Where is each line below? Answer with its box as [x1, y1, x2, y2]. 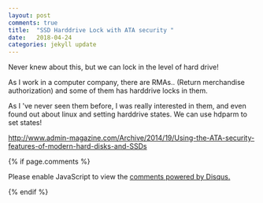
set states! [8, 118, 42, 127]
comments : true [8, 19, 58, 27]
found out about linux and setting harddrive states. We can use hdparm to [8, 109, 248, 119]
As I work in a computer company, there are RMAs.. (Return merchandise [8, 78, 246, 87]
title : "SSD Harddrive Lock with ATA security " [8, 26, 175, 34]
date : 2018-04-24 [8, 33, 72, 42]
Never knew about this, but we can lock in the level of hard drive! [8, 62, 219, 72]
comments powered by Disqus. [129, 172, 231, 182]
